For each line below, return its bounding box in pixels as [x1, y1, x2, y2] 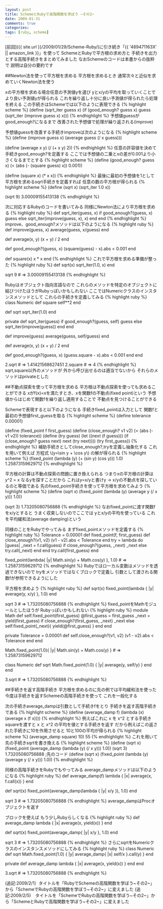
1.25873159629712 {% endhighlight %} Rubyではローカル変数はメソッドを [5, 563, 154, 568]
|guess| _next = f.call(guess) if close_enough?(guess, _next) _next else [5, 543, 147, 548]
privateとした [21, 374, 49, 379]
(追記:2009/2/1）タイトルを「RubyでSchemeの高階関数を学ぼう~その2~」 [5, 880, 155, 886]
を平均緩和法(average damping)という [5, 516, 82, 522]
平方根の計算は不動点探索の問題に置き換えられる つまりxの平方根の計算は [5, 471, 154, 477]
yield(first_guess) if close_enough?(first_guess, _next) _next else [5, 618, 135, 624]
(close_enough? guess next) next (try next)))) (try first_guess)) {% [5, 438, 138, 444]
